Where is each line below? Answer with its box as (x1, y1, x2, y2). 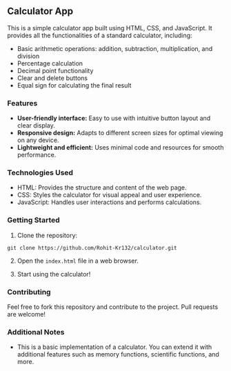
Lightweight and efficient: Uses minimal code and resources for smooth (17, 143, 224, 152)
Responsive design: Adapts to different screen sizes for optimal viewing (17, 129, 223, 137)
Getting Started (7, 215, 60, 225)
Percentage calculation (17, 59, 83, 68)
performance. (17, 151, 57, 159)
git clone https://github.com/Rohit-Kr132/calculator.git (7, 244, 177, 251)
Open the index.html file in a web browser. (17, 257, 139, 265)
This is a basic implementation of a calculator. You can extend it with (17, 343, 212, 351)
